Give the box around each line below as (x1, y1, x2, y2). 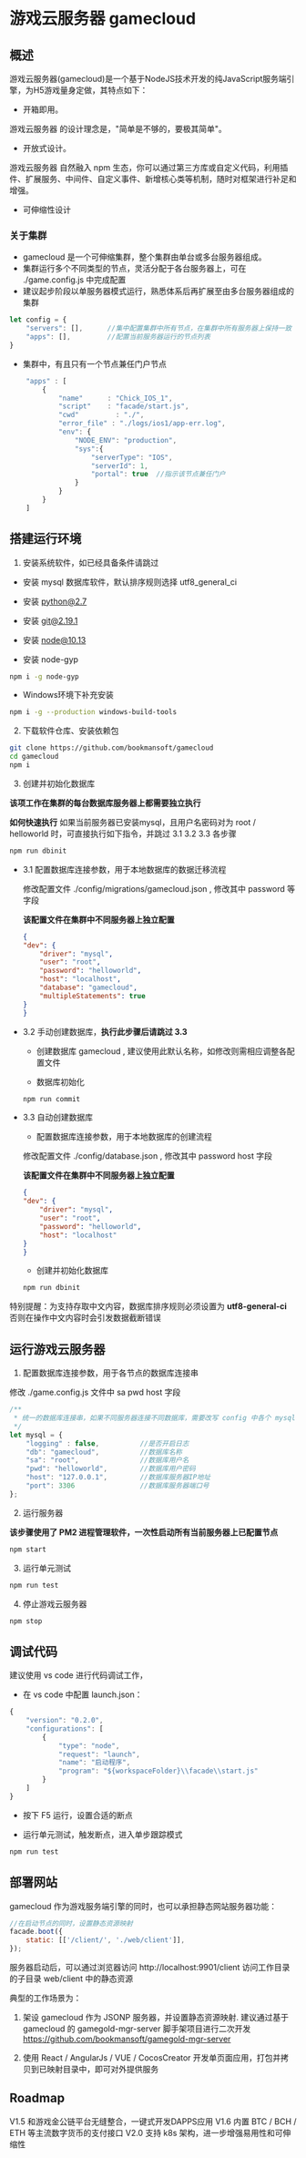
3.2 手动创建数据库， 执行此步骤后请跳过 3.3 (22, 1026, 189, 1037)
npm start (9, 1545, 47, 1554)
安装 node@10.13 (22, 634, 87, 645)
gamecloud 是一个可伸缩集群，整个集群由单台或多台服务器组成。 (22, 251, 267, 262)
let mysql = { (9, 1430, 64, 1439)
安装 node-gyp (22, 653, 79, 665)
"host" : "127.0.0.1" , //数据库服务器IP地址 (25, 1473, 211, 1482)
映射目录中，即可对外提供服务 (46, 2064, 159, 2075)
